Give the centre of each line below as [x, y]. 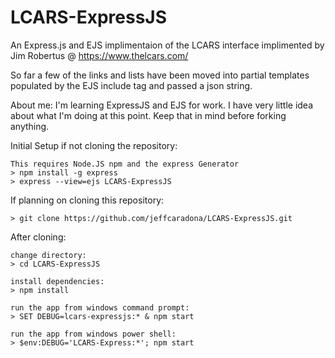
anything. [30, 126]
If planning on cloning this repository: [87, 200]
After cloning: [38, 237]
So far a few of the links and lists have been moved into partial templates [160, 75]
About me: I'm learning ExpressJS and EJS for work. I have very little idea [162, 105]
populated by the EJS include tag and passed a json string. [131, 85]
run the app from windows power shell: [93, 334]
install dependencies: [57, 281]
